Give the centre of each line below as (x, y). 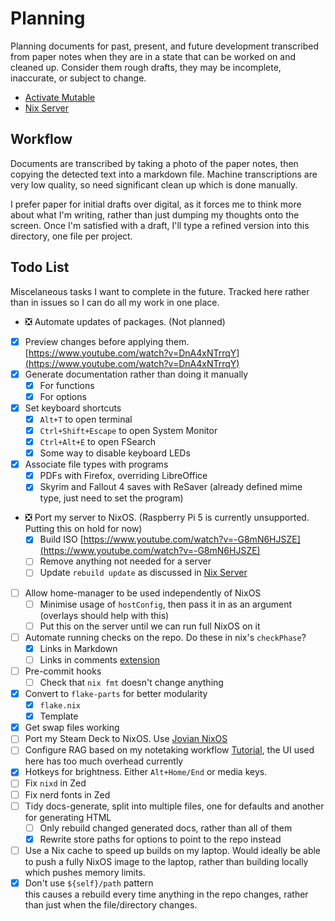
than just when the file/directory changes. (111, 904)
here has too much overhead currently (104, 761)
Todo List (40, 267)
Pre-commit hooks (63, 671)
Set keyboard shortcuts (73, 408)
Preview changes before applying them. (107, 341)
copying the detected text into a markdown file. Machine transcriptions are (164, 174)
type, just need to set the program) (111, 498)
